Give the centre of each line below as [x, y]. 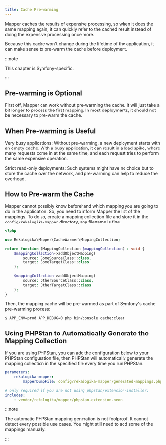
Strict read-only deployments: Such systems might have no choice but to [80, 168]
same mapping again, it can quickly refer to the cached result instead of [78, 29]
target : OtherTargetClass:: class [57, 285]
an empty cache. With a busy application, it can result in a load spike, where [83, 148]
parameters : [17, 372]
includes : [15, 395]
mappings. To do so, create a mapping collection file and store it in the [77, 217]
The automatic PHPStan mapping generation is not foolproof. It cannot [77, 419]
